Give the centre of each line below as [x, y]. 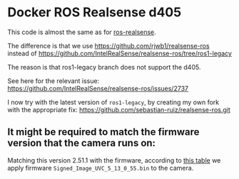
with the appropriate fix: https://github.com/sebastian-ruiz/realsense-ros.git [119, 109]
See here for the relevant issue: [54, 81]
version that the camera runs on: [81, 143]
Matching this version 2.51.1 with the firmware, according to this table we [114, 160]
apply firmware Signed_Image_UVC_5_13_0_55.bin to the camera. [101, 168]
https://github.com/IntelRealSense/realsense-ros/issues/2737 [98, 88]
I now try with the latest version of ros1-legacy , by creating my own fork [113, 102]
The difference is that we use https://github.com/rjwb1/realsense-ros [108, 45]
